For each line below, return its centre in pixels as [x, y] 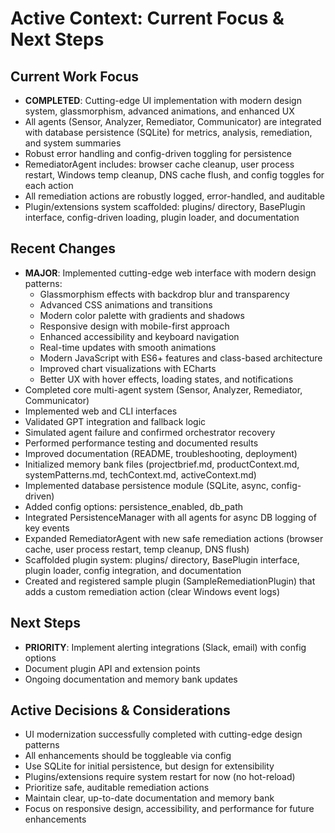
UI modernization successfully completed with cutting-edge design [163, 734]
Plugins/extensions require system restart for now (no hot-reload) [160, 777]
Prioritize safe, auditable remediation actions [117, 788]
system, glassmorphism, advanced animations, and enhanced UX [159, 111]
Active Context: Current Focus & [147, 18]
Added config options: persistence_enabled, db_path [133, 506]
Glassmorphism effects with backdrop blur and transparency [164, 294]
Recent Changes [63, 248]
